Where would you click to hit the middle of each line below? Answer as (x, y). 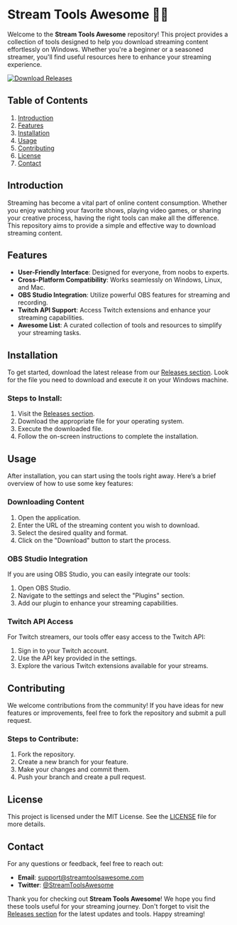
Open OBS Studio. (44, 588)
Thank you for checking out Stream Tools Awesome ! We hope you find (112, 899)
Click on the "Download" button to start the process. (94, 540)
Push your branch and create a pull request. (82, 777)
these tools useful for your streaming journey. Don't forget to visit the (108, 906)
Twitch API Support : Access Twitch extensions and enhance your (114, 310)
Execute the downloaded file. (60, 429)
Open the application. (49, 517)
